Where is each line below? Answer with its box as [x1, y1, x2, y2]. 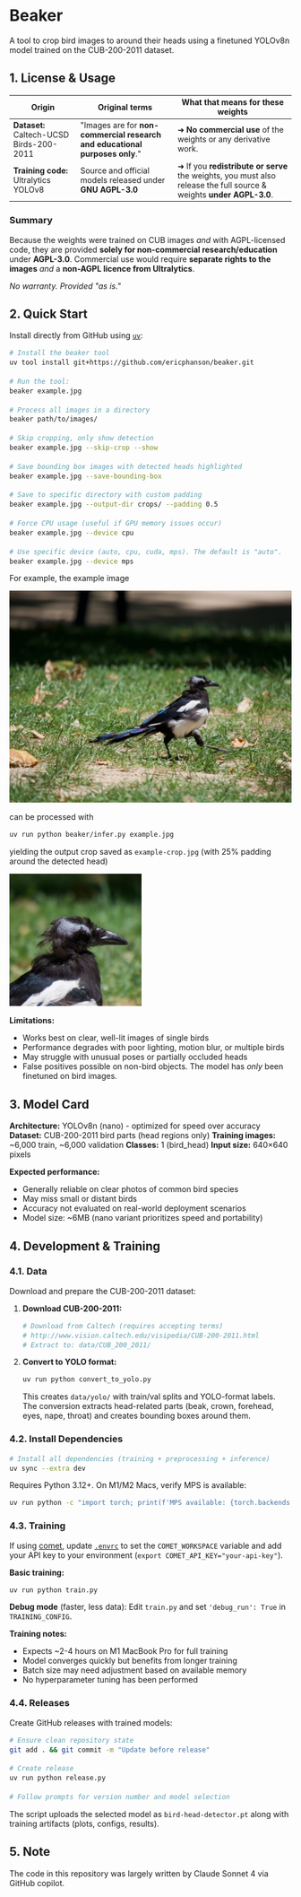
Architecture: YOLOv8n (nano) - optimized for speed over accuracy [9, 1120, 262, 1131]
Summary [9, 214, 54, 227]
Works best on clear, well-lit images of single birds [21, 1032, 210, 1043]
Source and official [80, 165, 150, 176]
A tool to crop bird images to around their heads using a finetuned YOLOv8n [9, 35, 290, 46]
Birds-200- [13, 138, 58, 149]
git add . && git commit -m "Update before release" [9, 1745, 211, 1754]
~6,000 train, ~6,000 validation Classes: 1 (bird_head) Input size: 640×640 [9, 1140, 288, 1151]
